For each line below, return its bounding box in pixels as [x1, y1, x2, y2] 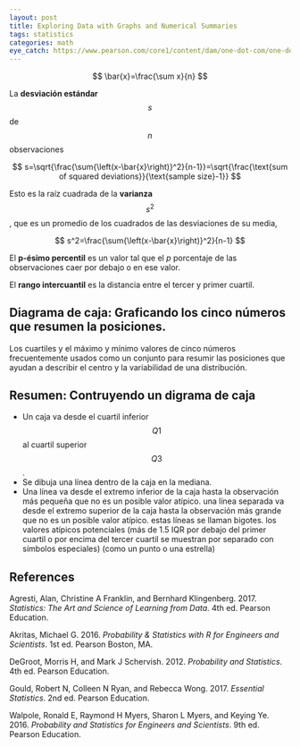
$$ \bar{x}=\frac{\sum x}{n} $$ [92, 71, 208, 81]
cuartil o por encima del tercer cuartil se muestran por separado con [21, 534, 274, 545]
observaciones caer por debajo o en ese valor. [9, 261, 181, 273]
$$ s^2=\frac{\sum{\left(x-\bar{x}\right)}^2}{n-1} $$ [54, 234, 246, 246]
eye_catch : [9, 47, 50, 55]
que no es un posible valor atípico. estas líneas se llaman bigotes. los [21, 515, 277, 526]
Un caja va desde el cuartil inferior [21, 412, 149, 422]
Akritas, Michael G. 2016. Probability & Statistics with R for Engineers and [9, 630, 279, 641]
